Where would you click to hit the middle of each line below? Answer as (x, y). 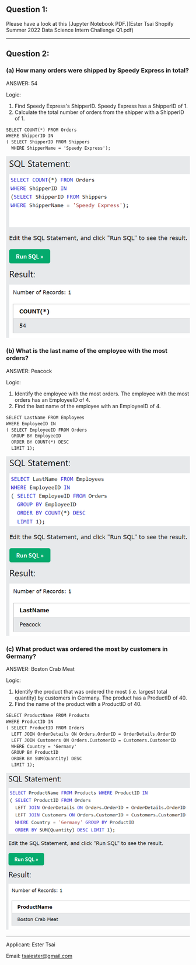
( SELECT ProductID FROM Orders (45, 728)
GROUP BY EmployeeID (36, 436)
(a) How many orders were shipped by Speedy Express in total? (98, 71)
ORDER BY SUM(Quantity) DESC (47, 759)
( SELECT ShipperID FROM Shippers (48, 142)
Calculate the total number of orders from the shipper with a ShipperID (99, 112)
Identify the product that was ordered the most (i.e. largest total (91, 692)
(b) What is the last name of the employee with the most (87, 351)
